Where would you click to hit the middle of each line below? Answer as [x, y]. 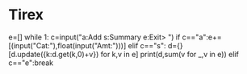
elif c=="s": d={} [155, 45]
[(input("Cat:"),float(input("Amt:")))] [67, 45]
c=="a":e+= [202, 37]
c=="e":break [31, 63]
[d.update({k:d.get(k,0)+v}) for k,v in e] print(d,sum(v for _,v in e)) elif [124, 54]
